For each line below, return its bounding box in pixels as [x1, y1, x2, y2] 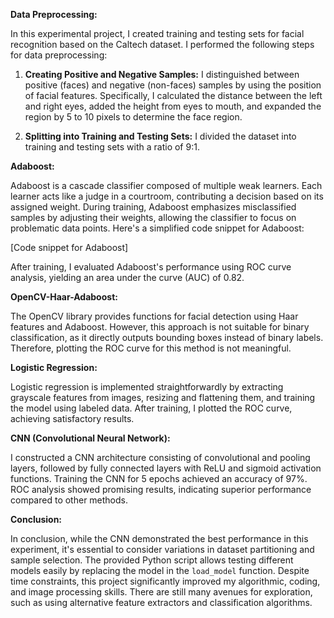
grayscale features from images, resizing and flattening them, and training [10, 392, 316, 403]
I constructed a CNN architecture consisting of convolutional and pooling [10, 452, 311, 463]
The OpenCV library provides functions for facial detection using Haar [10, 310, 299, 322]
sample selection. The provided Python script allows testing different [10, 554, 294, 566]
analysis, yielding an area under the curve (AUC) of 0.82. [10, 272, 245, 283]
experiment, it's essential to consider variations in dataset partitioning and [10, 544, 315, 555]
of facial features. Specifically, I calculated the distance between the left [24, 90, 323, 101]
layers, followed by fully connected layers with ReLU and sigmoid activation [10, 462, 322, 474]
